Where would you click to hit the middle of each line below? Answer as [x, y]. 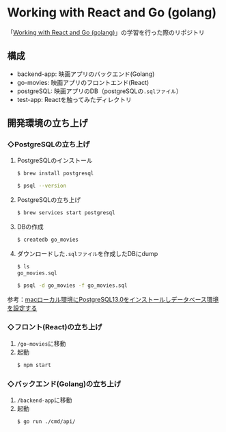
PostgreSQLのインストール [55, 161]
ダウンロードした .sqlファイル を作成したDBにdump [87, 253]
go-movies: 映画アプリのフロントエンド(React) [83, 82]
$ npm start [34, 365]
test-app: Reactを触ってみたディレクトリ [74, 99]
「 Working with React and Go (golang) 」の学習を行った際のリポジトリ [106, 32]
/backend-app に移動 [44, 400]
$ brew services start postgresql [66, 213]
